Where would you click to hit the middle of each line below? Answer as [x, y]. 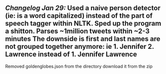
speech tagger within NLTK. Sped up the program [83, 23]
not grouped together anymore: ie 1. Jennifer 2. [80, 47]
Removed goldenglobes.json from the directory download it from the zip [79, 66]
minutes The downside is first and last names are [83, 39]
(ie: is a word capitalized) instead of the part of [79, 16]
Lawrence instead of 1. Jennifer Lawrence [71, 55]
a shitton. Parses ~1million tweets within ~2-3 [78, 31]
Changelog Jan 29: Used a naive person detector [83, 8]
